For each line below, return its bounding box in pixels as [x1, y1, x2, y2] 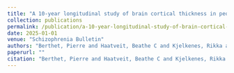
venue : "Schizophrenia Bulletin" [7, 36, 104, 43]
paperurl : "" [7, 49, 45, 56]
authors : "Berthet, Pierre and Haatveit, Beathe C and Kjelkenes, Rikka [7, 42, 223, 49]
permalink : [7, 23, 39, 30]
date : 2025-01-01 [7, 29, 58, 37]
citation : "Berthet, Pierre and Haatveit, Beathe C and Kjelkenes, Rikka [7, 56, 226, 63]
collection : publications [7, 17, 82, 24]
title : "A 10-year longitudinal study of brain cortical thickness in [7, 10, 217, 17]
